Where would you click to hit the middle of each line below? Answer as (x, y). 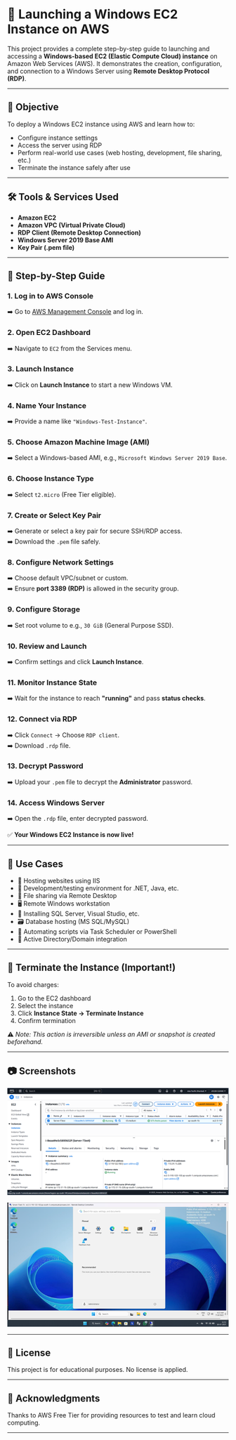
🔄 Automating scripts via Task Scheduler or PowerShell (97, 931)
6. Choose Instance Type (51, 479)
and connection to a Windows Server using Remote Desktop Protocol (109, 71)
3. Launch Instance (40, 369)
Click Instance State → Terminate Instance (80, 1013)
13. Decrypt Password (45, 766)
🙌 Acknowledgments (54, 1398)
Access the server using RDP (60, 145)
